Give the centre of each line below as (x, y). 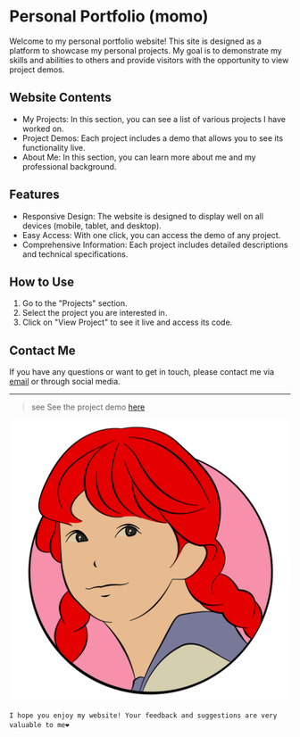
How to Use (42, 282)
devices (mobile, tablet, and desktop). (92, 226)
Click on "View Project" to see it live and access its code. (127, 322)
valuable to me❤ (39, 725)
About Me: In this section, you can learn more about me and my (139, 157)
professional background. (69, 166)
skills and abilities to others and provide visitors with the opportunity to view (149, 60)
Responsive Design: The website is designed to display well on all (143, 216)
